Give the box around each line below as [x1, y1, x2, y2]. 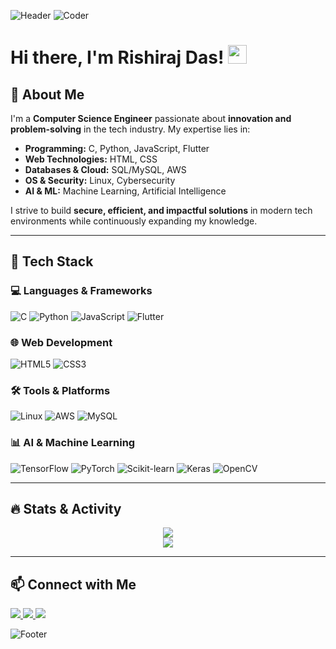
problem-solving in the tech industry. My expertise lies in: [10, 123, 251, 135]
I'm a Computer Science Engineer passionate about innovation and [10, 113, 292, 124]
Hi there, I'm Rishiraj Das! [10, 46, 225, 69]
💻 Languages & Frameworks [10, 284, 153, 298]
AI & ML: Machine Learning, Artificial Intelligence [24, 185, 227, 197]
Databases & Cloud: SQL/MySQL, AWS [24, 164, 187, 175]
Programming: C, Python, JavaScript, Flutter [24, 143, 210, 154]
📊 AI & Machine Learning [10, 436, 136, 450]
